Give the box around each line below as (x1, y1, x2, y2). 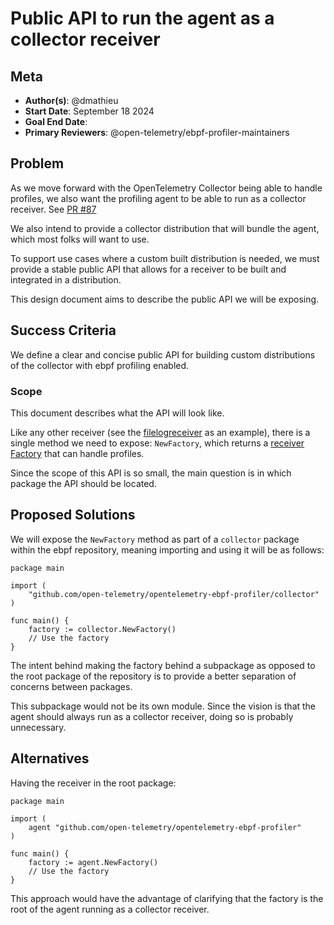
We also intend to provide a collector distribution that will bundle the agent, (10, 222, 320, 234)
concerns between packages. (10, 680, 133, 692)
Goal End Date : (24, 116, 88, 127)
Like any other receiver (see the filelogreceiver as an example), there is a (10, 426, 311, 438)
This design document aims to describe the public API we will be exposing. (10, 293, 320, 305)
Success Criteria (10, 322, 117, 339)
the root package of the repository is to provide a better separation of (10, 670, 297, 682)
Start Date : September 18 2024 (24, 105, 155, 117)
